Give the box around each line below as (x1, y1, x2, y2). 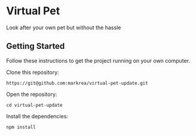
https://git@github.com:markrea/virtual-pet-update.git (6, 80, 148, 86)
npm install (6, 124, 36, 130)
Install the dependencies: (6, 112, 69, 120)
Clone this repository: (6, 69, 60, 76)
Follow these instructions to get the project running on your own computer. (6, 57, 190, 64)
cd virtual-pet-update (6, 102, 63, 108)
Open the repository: (6, 91, 57, 98)
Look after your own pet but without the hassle (6, 24, 121, 31)
